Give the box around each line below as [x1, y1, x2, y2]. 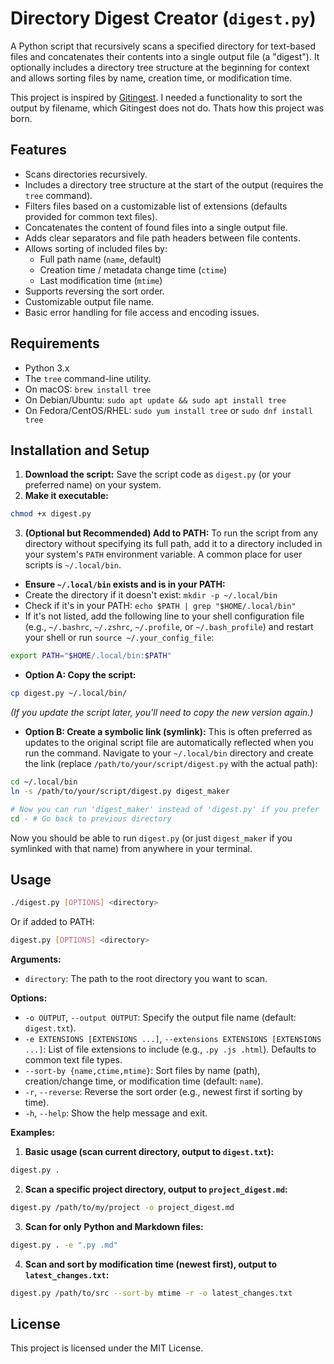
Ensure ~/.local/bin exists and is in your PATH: [24, 578, 226, 591]
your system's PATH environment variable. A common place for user [24, 548, 303, 561]
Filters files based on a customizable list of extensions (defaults [24, 200, 288, 212]
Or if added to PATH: [10, 916, 95, 928]
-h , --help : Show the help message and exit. [24, 1107, 208, 1119]
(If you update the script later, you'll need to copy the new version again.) [10, 707, 314, 718]
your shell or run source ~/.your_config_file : [24, 632, 215, 644]
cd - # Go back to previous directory [10, 813, 172, 824]
